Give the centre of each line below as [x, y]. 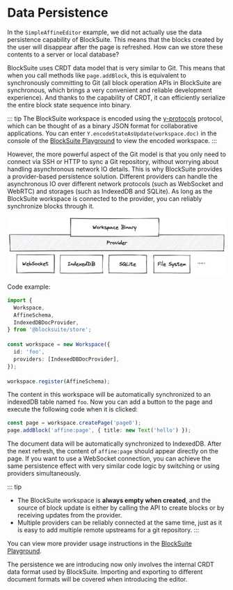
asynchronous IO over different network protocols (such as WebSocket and [115, 183]
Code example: [29, 287]
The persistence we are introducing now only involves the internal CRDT [111, 565]
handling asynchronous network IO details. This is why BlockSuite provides [115, 169]
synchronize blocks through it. [51, 206]
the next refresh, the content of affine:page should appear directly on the [113, 451]
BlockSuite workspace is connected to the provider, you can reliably [105, 198]
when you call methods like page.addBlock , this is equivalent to [97, 75]
